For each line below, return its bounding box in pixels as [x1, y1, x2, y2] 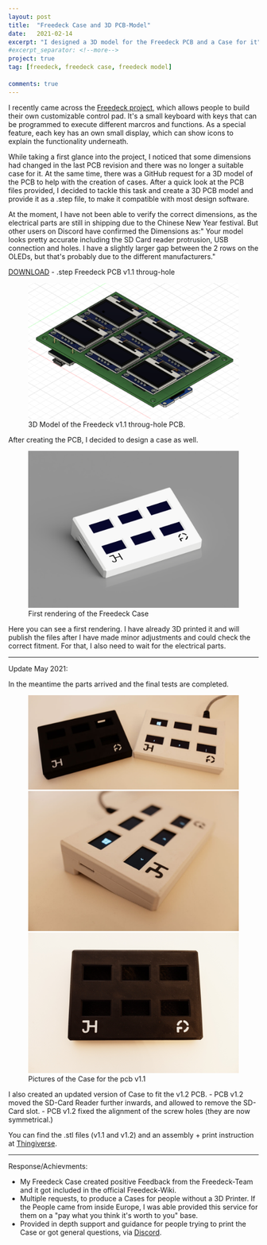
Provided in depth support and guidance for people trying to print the [19, 1219, 246, 1228]
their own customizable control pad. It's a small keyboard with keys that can [8, 111, 257, 121]
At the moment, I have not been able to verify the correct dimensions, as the [8, 209, 257, 218]
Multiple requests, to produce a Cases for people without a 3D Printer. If [19, 1193, 256, 1203]
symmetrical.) [8, 1115, 53, 1124]
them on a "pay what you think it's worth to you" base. [19, 1210, 199, 1220]
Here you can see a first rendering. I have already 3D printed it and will [8, 624, 240, 633]
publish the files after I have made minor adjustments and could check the [8, 632, 251, 642]
